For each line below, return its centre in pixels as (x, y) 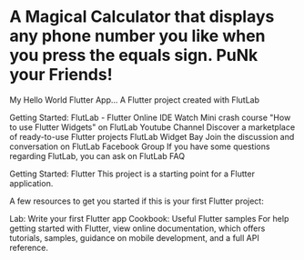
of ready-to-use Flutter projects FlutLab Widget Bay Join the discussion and (152, 136)
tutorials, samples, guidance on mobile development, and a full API (134, 237)
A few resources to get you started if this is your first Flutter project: (137, 201)
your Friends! (61, 75)
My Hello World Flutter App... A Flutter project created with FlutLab (135, 100)
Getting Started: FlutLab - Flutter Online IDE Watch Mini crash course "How (150, 117)
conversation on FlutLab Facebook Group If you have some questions (140, 146)
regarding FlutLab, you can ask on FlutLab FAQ (97, 155)
